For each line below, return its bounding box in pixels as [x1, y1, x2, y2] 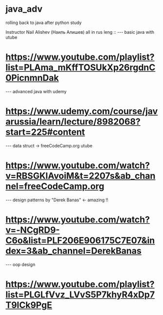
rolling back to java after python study [5, 20, 82, 25]
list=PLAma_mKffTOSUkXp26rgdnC [5, 62, 156, 73]
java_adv [5, 3, 43, 15]
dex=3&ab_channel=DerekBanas [5, 245, 142, 256]
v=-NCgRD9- [5, 224, 60, 236]
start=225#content [5, 126, 85, 138]
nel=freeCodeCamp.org [5, 181, 104, 192]
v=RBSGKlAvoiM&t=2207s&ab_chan [5, 170, 156, 181]
